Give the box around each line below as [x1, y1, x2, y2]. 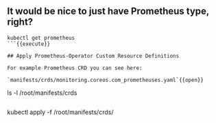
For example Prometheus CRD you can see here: [7, 65, 143, 71]
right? [7, 16, 34, 28]
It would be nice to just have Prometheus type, [7, 5, 209, 17]
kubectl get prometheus [7, 34, 75, 41]
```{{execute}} [7, 41, 51, 47]
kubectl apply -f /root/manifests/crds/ [7, 108, 114, 116]
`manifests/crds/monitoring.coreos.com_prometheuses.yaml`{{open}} [7, 76, 204, 83]
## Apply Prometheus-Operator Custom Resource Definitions [7, 52, 180, 59]
